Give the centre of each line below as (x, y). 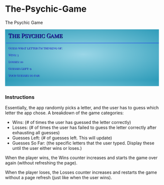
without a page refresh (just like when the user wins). (59, 178)
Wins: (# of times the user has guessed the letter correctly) (72, 123)
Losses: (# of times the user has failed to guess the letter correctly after (84, 127)
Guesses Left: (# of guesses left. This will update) (62, 138)
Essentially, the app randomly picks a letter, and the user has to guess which (82, 108)
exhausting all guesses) (36, 133)
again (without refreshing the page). (41, 163)
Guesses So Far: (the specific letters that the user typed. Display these (83, 143)
